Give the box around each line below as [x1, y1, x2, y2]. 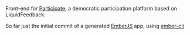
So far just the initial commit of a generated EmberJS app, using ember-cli [5, 23, 184, 29]
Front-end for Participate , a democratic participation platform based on [5, 5, 177, 12]
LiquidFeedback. [5, 11, 46, 18]
